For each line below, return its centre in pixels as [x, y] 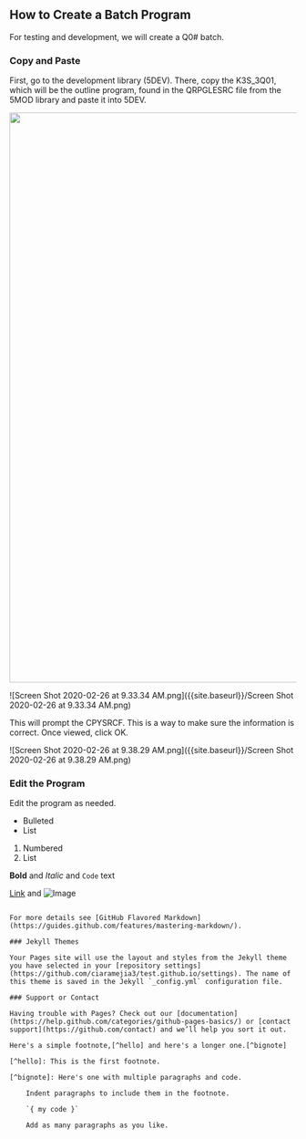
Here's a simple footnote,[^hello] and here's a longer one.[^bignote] [148, 1046]
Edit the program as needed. [63, 803]
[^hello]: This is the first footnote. [85, 1061]
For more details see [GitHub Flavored [85, 918]
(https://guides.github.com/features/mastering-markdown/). [126, 926]
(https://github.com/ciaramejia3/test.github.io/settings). [126, 974]
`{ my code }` [52, 1110]
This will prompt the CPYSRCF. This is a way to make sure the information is [152, 723]
